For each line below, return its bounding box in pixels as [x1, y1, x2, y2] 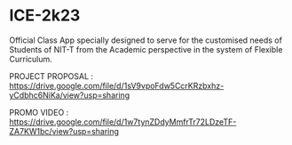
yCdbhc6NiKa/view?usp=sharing [9, 90, 130, 101]
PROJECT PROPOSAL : [9, 70, 94, 81]
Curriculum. [9, 53, 53, 64]
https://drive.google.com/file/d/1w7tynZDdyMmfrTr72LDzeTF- [9, 117, 237, 127]
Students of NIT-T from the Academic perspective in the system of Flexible [9, 44, 283, 54]
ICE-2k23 [9, 5, 81, 26]
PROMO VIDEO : [9, 107, 69, 117]
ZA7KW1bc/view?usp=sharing [9, 125, 120, 136]
